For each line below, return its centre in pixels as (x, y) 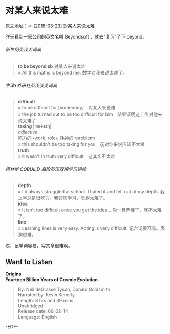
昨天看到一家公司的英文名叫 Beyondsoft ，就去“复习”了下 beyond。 (76, 36)
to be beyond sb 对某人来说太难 (52, 66)
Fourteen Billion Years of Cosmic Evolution (52, 280)
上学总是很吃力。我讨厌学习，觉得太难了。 (63, 198)
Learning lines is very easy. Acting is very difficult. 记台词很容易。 (91, 228)
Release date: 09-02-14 (43, 311)
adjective (28, 132)
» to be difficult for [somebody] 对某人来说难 (67, 108)
